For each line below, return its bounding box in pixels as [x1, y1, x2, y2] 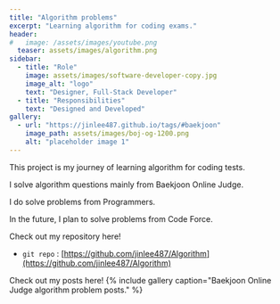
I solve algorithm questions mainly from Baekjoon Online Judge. [9, 179, 243, 190]
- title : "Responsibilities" [17, 95, 126, 105]
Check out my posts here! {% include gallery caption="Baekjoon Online [9, 275, 272, 285]
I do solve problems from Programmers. [9, 196, 156, 207]
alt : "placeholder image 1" [25, 137, 129, 146]
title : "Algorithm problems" [9, 12, 118, 22]
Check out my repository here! [9, 231, 122, 242]
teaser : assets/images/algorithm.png [17, 46, 158, 55]
